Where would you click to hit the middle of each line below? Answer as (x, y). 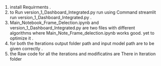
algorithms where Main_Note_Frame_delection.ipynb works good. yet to (82, 33)
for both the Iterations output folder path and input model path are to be (82, 43)
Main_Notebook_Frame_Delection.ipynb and (54, 22)
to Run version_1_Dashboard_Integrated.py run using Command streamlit (83, 12)
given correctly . (26, 49)
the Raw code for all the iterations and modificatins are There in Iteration (82, 54)
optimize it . (21, 38)
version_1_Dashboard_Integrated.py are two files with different (72, 28)
